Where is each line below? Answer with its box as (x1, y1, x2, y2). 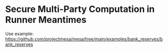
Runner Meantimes (5, 14, 87, 25)
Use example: (5, 30, 34, 36)
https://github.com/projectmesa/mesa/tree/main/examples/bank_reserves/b (5, 36, 163, 42)
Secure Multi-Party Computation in (5, 3, 155, 15)
